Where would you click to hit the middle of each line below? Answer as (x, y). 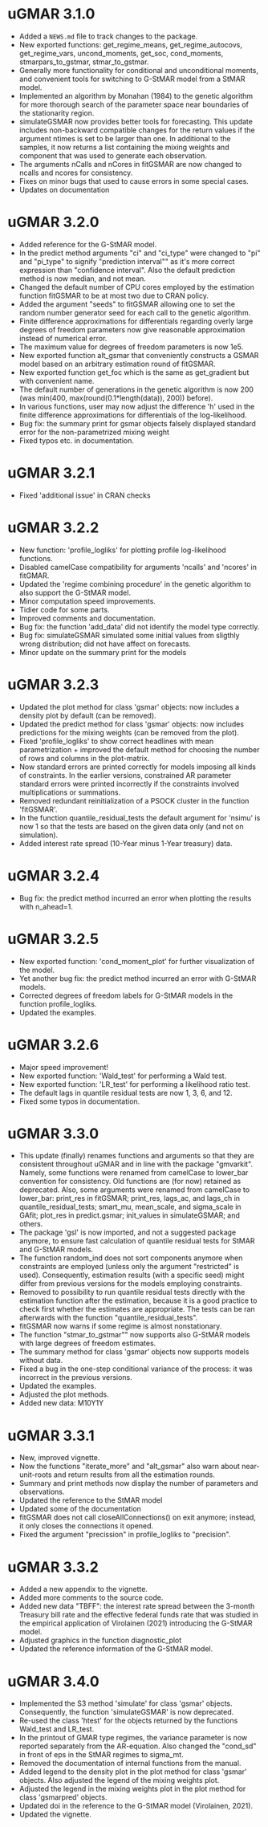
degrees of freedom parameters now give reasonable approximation (132, 329)
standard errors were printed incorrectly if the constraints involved (129, 783)
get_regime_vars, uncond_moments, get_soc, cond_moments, (121, 53)
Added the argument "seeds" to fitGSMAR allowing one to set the (127, 304)
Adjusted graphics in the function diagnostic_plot (100, 1640)
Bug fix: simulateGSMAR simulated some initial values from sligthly (129, 635)
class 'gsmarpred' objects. (63, 1797)
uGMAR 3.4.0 (53, 1681)
